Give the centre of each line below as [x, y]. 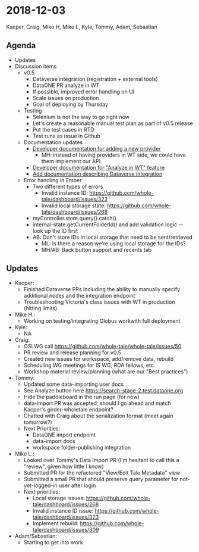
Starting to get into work [53, 542]
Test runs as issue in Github [67, 136]
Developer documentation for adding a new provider [97, 148]
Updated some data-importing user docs [73, 384]
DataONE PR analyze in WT [66, 85]
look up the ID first [55, 230]
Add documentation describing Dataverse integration [97, 174]
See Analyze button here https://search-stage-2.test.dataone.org [103, 390]
